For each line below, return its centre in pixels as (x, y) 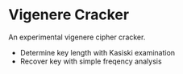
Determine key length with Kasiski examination (98, 52)
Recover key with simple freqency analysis (91, 61)
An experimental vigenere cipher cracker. (77, 37)
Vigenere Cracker (69, 15)
